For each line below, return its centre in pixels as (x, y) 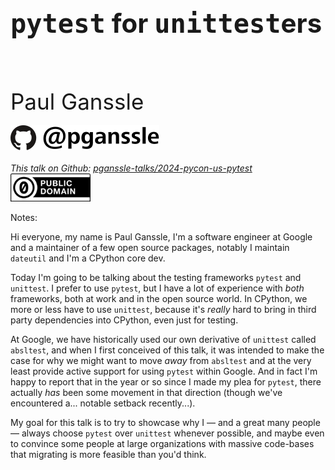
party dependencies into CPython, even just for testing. (124, 320)
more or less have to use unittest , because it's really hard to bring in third (163, 309)
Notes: (24, 217)
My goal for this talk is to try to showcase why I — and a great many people (165, 422)
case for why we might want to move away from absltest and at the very (161, 360)
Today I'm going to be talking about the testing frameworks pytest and (156, 277)
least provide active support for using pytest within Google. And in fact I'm (164, 371)
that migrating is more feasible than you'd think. (108, 454)
